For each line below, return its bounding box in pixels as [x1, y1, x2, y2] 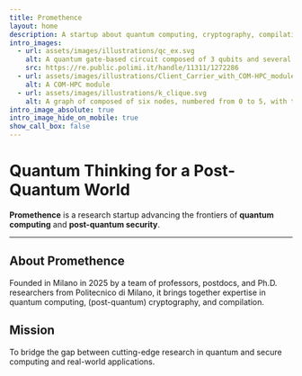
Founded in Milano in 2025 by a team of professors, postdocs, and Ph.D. [9, 277, 278, 288]
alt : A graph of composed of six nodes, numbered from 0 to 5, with [25, 96, 288, 106]
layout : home [9, 22, 58, 31]
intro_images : [9, 38, 63, 48]
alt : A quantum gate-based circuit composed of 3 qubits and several [25, 55, 292, 64]
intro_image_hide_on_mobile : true [9, 113, 139, 122]
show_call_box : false [9, 122, 91, 131]
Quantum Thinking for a [9, 161, 191, 181]
